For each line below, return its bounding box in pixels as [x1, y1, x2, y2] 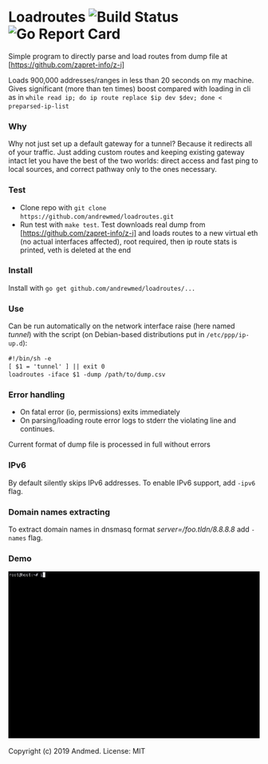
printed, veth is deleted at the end [19, 245, 132, 255]
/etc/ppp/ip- [206, 332, 250, 340]
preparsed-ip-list [8, 102, 69, 110]
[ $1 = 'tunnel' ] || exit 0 [8, 363, 105, 371]
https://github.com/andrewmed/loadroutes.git [19, 213, 174, 221]
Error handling [8, 389, 65, 400]
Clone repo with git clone [19, 202, 107, 212]
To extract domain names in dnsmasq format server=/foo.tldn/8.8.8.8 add [8, 524, 250, 535]
